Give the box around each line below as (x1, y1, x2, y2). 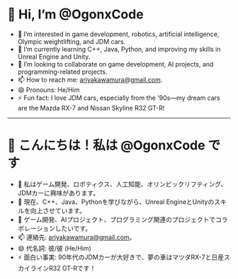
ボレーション (17, 224, 55, 232)
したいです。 (55, 224, 92, 232)
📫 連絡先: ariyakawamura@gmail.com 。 (17, 233, 136, 241)
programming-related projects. (17, 67, 108, 76)
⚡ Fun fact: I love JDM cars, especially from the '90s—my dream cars (17, 93, 221, 102)
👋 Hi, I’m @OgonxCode (7, 6, 144, 23)
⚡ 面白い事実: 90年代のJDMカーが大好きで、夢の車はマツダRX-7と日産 (17, 253, 225, 261)
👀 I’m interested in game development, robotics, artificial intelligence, (17, 30, 220, 38)
